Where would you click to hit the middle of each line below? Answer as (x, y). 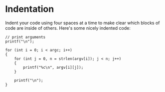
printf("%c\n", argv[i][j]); (53, 67)
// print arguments (25, 37)
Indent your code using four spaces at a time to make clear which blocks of (82, 23)
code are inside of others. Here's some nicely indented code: (68, 28)
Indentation (30, 9)
